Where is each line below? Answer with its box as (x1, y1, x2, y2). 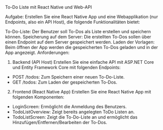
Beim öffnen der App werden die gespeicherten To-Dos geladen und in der (5, 44, 159, 50)
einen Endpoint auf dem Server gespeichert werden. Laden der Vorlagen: (5, 39, 155, 45)
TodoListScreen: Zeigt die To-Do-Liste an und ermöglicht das (12, 114, 138, 120)
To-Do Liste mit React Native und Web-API (5, 4, 92, 10)
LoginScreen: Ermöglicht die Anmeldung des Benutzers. (12, 104, 127, 109)
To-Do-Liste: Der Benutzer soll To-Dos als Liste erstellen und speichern (5, 29, 151, 34)
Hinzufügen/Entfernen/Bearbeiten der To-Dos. (12, 120, 108, 125)
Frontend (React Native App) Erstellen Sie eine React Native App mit (12, 89, 151, 94)
